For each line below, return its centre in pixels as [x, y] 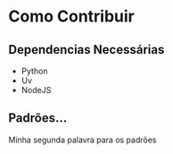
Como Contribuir [71, 17]
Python [34, 71]
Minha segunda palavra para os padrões [82, 140]
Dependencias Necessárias [86, 50]
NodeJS [36, 90]
